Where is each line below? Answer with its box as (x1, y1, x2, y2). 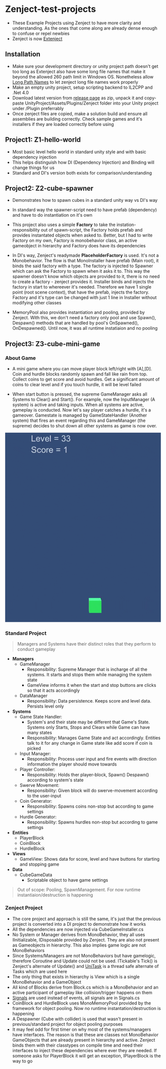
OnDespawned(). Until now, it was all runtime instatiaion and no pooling (12, 325, 158, 331)
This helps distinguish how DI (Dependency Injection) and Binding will (12, 159, 155, 165)
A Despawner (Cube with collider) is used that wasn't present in (12, 1015, 143, 1022)
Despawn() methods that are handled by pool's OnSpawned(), (12, 320, 139, 326)
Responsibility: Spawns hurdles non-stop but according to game (27, 819, 158, 825)
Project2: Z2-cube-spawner (5, 184, 94, 192)
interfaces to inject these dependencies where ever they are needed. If (12, 1047, 157, 1053)
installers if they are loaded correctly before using (12, 121, 114, 127)
